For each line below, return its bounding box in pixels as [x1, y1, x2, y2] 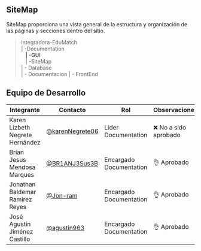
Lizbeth [9, 123, 31, 131]
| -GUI [25, 51, 41, 59]
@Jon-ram [46, 191, 78, 199]
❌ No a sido [153, 123, 187, 131]
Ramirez [9, 195, 32, 203]
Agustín [9, 220, 31, 228]
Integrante [10, 105, 40, 114]
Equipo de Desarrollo [6, 88, 86, 98]
